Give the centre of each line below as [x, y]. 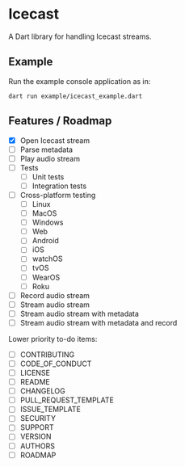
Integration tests [59, 186]
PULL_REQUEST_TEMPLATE [67, 400]
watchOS [47, 259]
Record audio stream [55, 295]
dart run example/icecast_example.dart [76, 96]
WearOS [46, 277]
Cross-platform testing [58, 195]
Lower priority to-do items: [53, 339]
